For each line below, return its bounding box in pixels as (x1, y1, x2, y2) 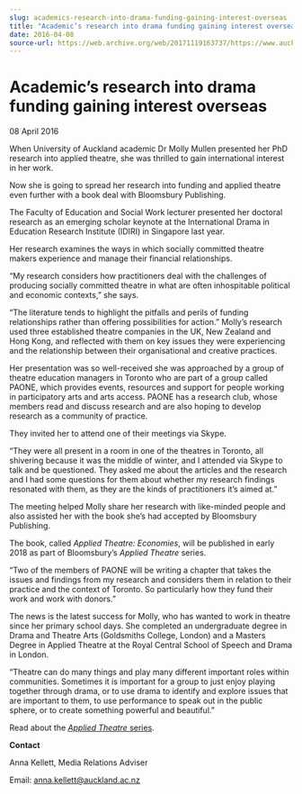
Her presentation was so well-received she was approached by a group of (9, 363, 285, 374)
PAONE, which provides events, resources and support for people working (9, 382, 285, 392)
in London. (9, 649, 49, 660)
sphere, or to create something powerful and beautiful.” (9, 705, 216, 716)
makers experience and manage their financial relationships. (9, 253, 233, 264)
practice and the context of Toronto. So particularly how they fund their (9, 584, 274, 595)
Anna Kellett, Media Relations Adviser (9, 757, 148, 768)
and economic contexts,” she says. (9, 290, 139, 301)
